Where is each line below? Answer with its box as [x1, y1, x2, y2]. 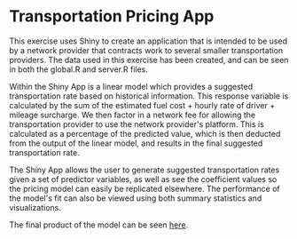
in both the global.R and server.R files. [9, 64, 148, 75]
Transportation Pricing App [9, 6, 215, 27]
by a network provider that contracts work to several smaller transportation [9, 44, 284, 55]
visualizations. [9, 202, 62, 212]
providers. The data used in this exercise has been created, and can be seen [9, 54, 289, 65]
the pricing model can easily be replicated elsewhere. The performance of [9, 183, 281, 194]
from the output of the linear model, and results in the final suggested [9, 138, 263, 148]
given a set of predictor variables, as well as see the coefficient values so [9, 173, 277, 184]
